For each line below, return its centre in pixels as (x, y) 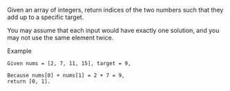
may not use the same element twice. (60, 38)
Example (20, 51)
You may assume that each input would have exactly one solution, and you (113, 30)
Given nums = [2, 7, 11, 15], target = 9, (69, 64)
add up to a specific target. (46, 17)
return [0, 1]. (29, 81)
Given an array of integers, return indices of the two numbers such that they (115, 10)
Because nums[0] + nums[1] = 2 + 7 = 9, (66, 75)
